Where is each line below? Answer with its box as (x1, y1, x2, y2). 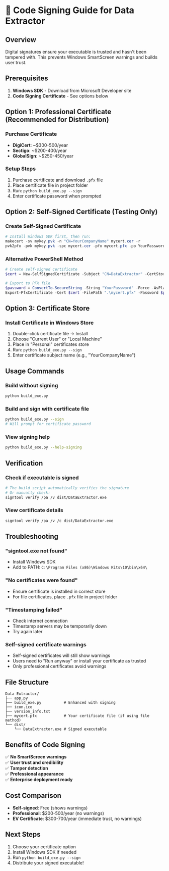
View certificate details (5, 507, 64, 514)
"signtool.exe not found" (5, 547, 67, 554)
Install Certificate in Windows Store (5, 319, 94, 326)
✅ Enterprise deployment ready (5, 776, 73, 782)
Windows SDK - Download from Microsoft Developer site (12, 87, 132, 93)
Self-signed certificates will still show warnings (12, 652, 111, 658)
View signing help (5, 434, 50, 440)
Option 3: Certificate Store (5, 304, 90, 313)
